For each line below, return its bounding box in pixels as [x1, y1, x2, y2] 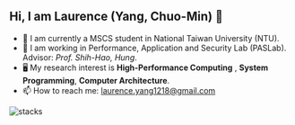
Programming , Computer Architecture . [22, 75, 170, 85]
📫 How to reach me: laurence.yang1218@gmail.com [22, 85, 216, 95]
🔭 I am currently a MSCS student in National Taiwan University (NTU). [22, 32, 280, 43]
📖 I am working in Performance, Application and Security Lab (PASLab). [22, 42, 287, 53]
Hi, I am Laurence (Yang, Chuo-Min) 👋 [9, 9, 223, 24]
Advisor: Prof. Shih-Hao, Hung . [22, 51, 137, 63]
